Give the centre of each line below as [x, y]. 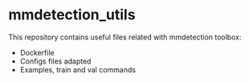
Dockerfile [37, 52]
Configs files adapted [55, 61]
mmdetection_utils [72, 15]
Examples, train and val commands [78, 69]
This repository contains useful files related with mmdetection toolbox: [125, 37]
